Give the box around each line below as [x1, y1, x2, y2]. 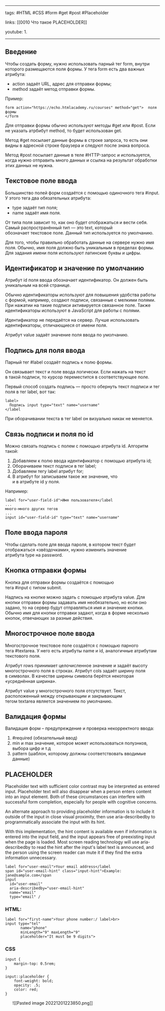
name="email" [9, 890, 36, 895]
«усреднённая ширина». [5, 678, 56, 684]
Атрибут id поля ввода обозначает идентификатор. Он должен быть [5, 277, 148, 283]
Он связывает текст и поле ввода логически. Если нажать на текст [5, 369, 146, 375]
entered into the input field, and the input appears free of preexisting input [5, 834, 156, 840]
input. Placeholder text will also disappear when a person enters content [5, 789, 152, 795]
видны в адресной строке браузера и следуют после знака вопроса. [5, 142, 150, 148]
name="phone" [20, 926, 48, 931]
